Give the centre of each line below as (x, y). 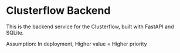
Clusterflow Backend (58, 11)
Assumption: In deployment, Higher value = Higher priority (77, 44)
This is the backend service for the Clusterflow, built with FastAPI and (90, 26)
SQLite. (15, 32)
